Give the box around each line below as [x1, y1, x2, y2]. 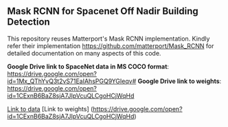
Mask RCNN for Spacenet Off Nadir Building [7, 5, 199, 17]
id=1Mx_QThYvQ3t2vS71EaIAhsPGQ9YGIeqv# [7, 77, 137, 85]
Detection [7, 16, 50, 28]
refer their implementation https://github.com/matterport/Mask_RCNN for [7, 41, 214, 50]
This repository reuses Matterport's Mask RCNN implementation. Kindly [7, 34, 210, 43]
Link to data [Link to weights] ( [7, 104, 93, 113]
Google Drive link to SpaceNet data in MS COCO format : [7, 62, 170, 71]
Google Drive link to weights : [137, 77, 222, 85]
